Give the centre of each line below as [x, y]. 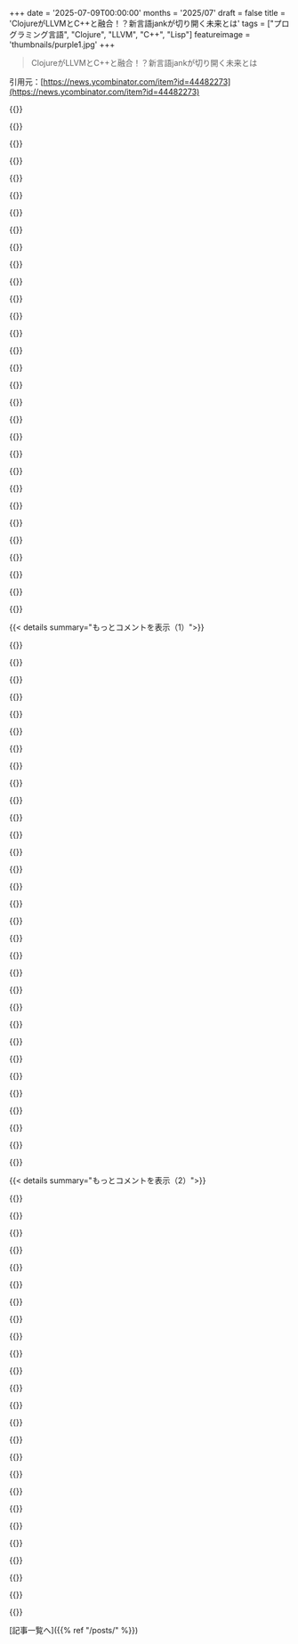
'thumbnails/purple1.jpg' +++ [62, 44]
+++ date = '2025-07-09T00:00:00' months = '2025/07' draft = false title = [148, 13]
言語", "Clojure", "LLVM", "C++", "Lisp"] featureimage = [149, 34]
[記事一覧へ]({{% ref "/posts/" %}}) [74, 1630]
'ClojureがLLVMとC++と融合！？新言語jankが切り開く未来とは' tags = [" [141, 23]
